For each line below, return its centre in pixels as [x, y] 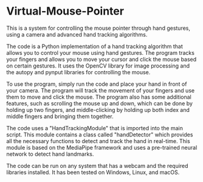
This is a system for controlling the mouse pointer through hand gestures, [98, 28]
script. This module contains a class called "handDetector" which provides [100, 135]
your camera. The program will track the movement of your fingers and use [101, 90]
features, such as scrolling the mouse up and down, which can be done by [100, 103]
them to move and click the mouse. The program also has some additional [99, 97]
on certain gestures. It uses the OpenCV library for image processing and [98, 66]
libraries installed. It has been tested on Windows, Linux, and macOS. [93, 172]
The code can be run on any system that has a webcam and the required [97, 166]
